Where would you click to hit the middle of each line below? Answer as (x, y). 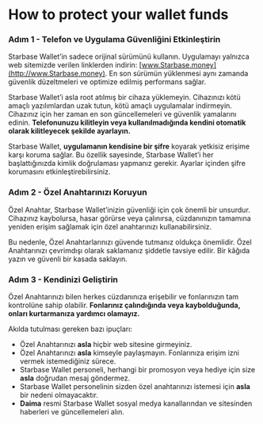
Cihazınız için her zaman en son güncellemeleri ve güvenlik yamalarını (122, 114)
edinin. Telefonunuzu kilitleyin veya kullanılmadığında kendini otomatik (127, 123)
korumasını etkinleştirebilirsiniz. (59, 172)
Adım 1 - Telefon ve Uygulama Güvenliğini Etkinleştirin (114, 40)
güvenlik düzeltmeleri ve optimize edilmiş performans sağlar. (107, 82)
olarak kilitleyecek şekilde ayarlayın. (69, 131)
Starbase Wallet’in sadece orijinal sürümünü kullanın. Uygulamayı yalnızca (129, 56)
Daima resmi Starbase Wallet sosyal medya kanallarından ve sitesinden (136, 403)
